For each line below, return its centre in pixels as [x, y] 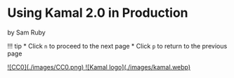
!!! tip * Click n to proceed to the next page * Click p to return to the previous [117, 46]
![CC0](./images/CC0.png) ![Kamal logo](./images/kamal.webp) [99, 67]
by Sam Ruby [26, 32]
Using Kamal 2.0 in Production [98, 13]
